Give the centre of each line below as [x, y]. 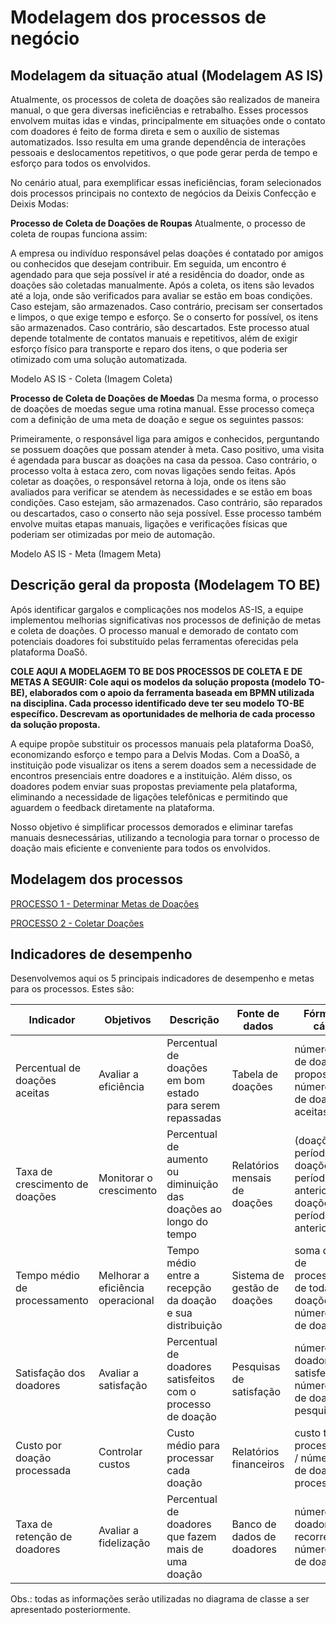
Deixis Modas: [39, 204]
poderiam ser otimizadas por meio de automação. [113, 534]
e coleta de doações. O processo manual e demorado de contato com [154, 630]
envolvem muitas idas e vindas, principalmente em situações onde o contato [168, 120]
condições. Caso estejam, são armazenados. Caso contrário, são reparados [166, 502]
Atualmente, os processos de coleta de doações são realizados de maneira [165, 99]
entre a [183, 1276]
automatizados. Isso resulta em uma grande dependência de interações [158, 142]
